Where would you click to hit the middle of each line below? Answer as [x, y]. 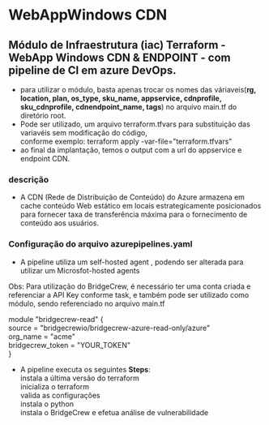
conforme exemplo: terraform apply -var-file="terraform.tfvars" [126, 141]
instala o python [47, 404]
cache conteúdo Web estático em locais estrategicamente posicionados [141, 206]
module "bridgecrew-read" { [56, 319]
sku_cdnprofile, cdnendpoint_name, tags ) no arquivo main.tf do [128, 107]
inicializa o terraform [54, 386]
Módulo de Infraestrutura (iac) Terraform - [117, 45]
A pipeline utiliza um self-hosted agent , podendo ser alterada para [132, 262]
